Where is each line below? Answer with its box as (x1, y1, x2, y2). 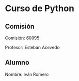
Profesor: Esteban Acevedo (5, 45, 60, 50)
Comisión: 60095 (5, 35, 40, 41)
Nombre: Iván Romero (5, 71, 49, 77)
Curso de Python (5, 3, 74, 14)
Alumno (5, 59, 30, 67)
